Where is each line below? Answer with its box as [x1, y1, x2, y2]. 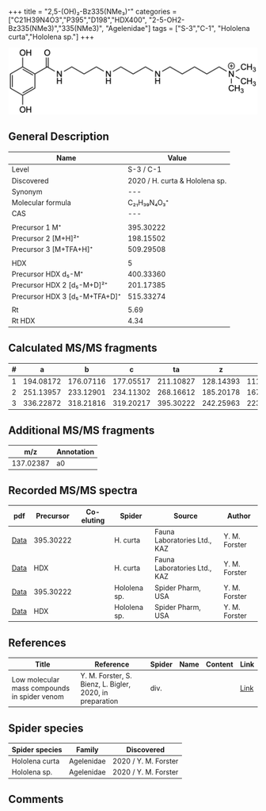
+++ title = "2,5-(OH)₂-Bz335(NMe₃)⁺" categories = [8, 7, 177, 16]
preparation [80, 696, 119, 705]
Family [76, 744, 99, 754]
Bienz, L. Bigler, [80, 679, 131, 689]
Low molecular [11, 675, 60, 685]
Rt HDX [11, 316, 36, 326]
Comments [8, 793, 64, 806]
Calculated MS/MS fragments [8, 342, 158, 355]
